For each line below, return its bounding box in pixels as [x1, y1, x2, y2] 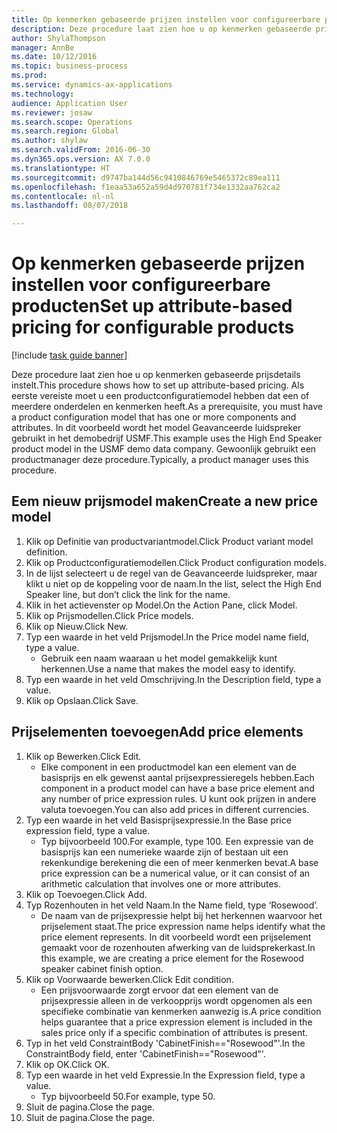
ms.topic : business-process [11, 61, 129, 71]
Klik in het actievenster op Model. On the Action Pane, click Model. [25, 599, 298, 611]
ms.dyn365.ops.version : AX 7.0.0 [11, 154, 151, 164]
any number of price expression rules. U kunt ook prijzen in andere [40, 792, 317, 805]
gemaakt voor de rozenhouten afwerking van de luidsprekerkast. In [40, 941, 316, 953]
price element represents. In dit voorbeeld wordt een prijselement [40, 931, 312, 943]
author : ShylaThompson [11, 33, 106, 43]
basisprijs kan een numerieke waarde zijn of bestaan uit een [40, 846, 289, 858]
